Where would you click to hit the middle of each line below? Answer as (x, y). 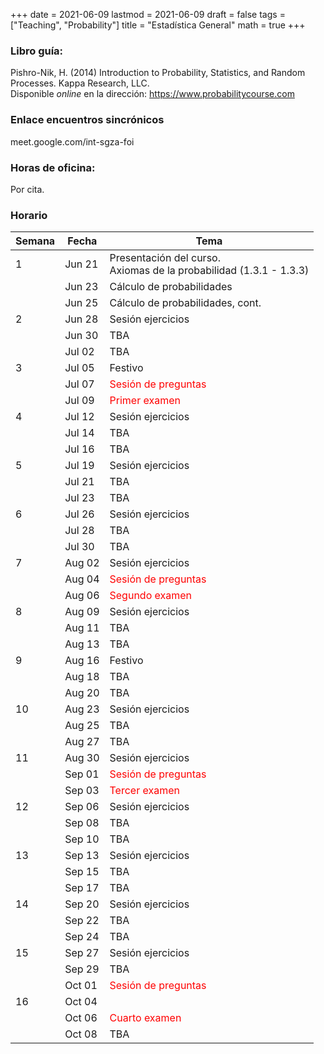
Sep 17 (82, 888)
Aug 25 (82, 726)
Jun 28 (81, 319)
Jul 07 (79, 384)
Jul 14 (79, 433)
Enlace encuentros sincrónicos (87, 120)
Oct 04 (81, 1002)
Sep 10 (82, 839)
